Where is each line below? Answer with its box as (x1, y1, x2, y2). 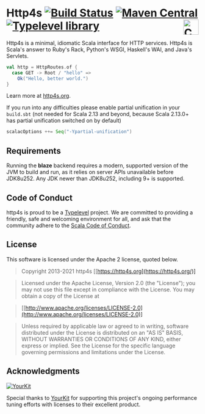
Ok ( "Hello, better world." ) (17, 75, 88, 82)
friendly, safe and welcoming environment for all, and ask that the (6, 215, 171, 222)
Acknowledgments (6, 366, 81, 377)
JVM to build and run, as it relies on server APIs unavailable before (6, 169, 174, 176)
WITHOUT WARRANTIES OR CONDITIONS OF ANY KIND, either (21, 335, 181, 343)
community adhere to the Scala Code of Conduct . (6, 222, 131, 229)
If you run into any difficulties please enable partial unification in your (6, 104, 180, 111)
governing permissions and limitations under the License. (21, 348, 166, 355)
